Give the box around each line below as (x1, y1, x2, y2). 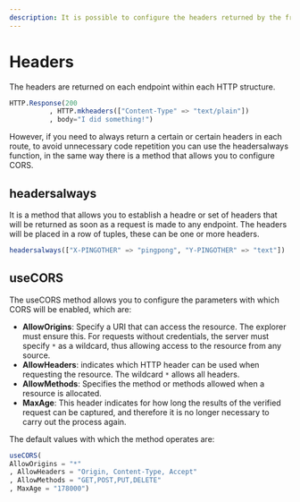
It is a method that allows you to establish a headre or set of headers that (9, 209, 279, 220)
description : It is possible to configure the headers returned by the (9, 13, 281, 22)
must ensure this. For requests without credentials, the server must (21, 330, 270, 341)
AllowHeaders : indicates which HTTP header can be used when (21, 359, 260, 370)
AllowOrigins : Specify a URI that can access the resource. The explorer (21, 321, 287, 332)
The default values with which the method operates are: (9, 433, 215, 444)
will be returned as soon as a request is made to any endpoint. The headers (9, 219, 287, 229)
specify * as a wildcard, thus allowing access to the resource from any (21, 340, 282, 351)
